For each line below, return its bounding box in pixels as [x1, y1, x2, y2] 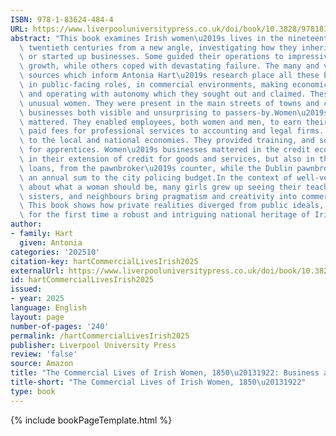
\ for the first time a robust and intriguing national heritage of [19, 210, 311, 220]
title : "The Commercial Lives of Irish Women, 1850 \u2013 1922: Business [10, 368, 320, 378]
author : [10, 219, 43, 230]
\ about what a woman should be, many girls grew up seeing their [19, 182, 302, 192]
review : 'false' [10, 349, 78, 360]
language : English [10, 303, 87, 313]
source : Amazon [10, 359, 74, 369]
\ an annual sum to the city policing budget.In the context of [19, 172, 293, 183]
